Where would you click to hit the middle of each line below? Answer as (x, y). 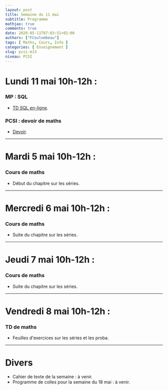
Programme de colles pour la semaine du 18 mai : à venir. (71, 382)
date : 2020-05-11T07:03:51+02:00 (40, 33)
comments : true (21, 29)
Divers (19, 363)
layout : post (19, 10)
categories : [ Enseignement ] (37, 47)
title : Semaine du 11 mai (32, 15)
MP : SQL (16, 97)
